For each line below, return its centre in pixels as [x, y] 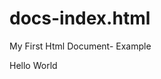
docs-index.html [80, 18]
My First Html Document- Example [80, 46]
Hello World [33, 65]
